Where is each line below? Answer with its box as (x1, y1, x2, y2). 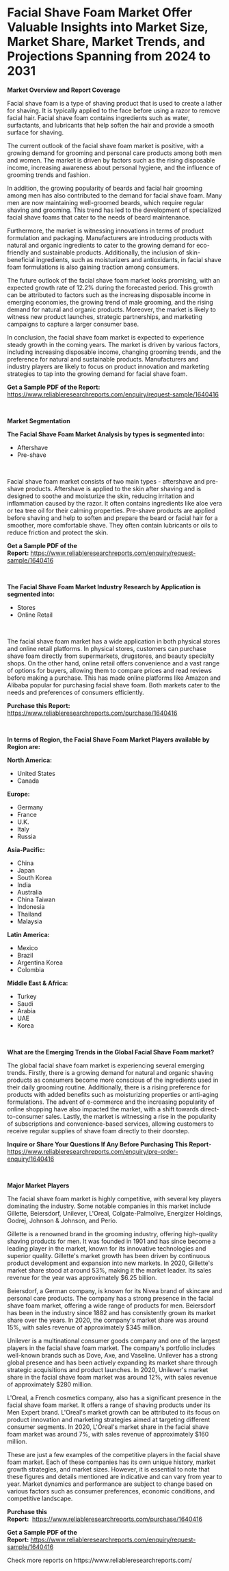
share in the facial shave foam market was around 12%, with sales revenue (7, 1373, 217, 1381)
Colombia (16, 965, 44, 973)
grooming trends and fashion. (7, 170, 91, 179)
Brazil (16, 951, 33, 959)
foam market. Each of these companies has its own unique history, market (7, 1458, 216, 1466)
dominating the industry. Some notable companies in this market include (7, 1202, 211, 1210)
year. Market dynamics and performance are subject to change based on (7, 1480, 213, 1488)
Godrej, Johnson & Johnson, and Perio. (7, 1216, 118, 1225)
